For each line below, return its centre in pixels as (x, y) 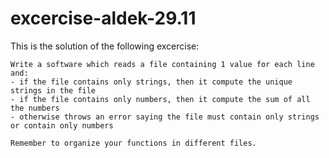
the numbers (35, 108)
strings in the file (53, 90)
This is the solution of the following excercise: (105, 46)
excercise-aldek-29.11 (103, 18)
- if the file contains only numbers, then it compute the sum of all (160, 99)
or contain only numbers (62, 125)
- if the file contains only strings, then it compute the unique (151, 82)
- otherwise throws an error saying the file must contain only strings (165, 117)
